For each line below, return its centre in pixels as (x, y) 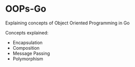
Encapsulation (28, 42)
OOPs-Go (26, 9)
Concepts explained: (27, 32)
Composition (26, 48)
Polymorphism (28, 58)
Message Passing (31, 53)
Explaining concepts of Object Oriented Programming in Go (67, 23)
